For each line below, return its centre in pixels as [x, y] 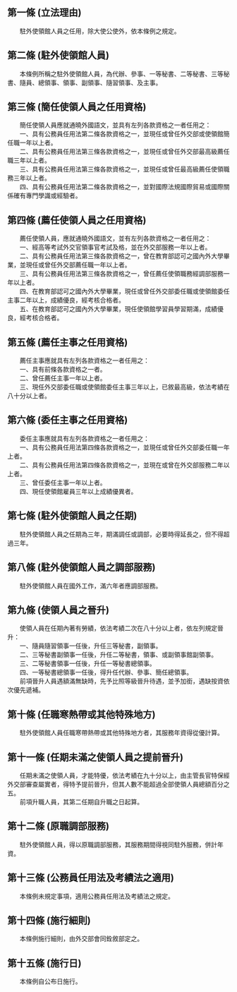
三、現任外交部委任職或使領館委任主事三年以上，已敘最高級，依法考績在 [124, 387]
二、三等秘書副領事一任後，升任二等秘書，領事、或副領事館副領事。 [118, 655]
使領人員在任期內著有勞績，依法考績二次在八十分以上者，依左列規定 [118, 628]
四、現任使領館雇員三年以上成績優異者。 [78, 491]
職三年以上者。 [29, 160]
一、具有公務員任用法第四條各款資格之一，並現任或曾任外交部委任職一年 [124, 447]
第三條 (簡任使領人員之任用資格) [77, 107]
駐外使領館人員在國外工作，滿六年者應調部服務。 [91, 586]
